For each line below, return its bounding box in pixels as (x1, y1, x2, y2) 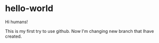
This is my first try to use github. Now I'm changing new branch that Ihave (5, 28, 154, 34)
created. (5, 33, 22, 39)
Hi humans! (5, 19, 28, 25)
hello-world (5, 3, 54, 14)
